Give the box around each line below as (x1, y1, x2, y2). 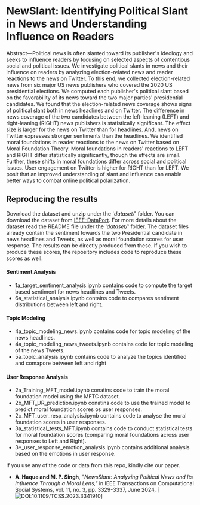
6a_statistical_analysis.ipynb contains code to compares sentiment (14, 294, 179, 301)
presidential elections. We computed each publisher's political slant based (6, 87, 189, 95)
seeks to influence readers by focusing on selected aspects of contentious (6, 56, 190, 63)
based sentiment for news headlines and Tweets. (14, 288, 136, 295)
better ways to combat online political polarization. (6, 177, 131, 184)
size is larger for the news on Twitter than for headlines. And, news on (6, 126, 179, 133)
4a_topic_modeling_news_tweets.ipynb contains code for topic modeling (14, 340, 194, 348)
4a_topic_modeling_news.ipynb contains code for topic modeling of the (14, 328, 191, 335)
